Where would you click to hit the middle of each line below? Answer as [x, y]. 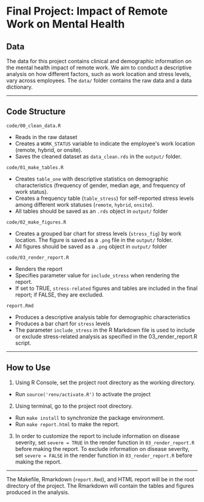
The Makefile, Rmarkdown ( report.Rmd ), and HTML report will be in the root [100, 479]
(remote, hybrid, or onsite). [49, 150]
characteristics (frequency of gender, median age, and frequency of [100, 185]
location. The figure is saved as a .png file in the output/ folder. [94, 240]
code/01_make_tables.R [35, 167]
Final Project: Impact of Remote [87, 11]
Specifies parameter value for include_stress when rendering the [97, 275]
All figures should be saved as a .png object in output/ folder [91, 246]
